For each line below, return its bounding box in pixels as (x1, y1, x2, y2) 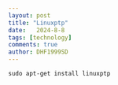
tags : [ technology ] (8, 33, 72, 42)
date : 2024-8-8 (8, 26, 65, 34)
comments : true (8, 41, 58, 49)
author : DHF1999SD (8, 48, 68, 56)
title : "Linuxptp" (8, 19, 68, 27)
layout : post (8, 11, 51, 20)
